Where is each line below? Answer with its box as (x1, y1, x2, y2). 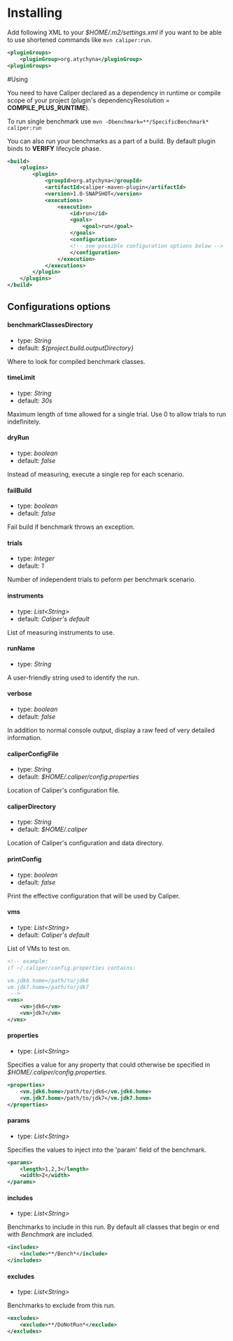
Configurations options (7, 301, 111, 313)
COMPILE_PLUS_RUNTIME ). (7, 103, 90, 112)
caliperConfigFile (7, 749, 59, 758)
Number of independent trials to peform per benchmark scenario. (7, 575, 197, 584)
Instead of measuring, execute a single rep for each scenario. (7, 470, 185, 478)
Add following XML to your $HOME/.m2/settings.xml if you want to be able (7, 28, 223, 36)
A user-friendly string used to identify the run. (7, 673, 140, 682)
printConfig (7, 855, 42, 863)
